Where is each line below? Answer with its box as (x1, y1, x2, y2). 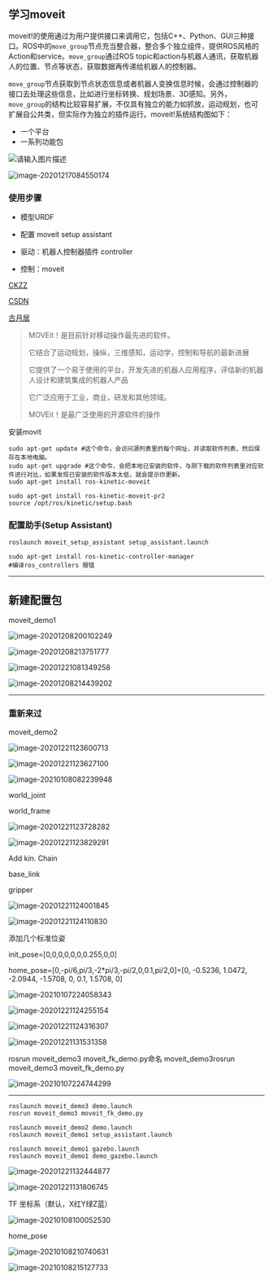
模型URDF (19, 213, 54, 222)
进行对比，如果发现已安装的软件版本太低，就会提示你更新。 (14, 471, 184, 479)
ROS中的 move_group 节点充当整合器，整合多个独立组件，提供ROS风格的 (22, 41, 259, 50)
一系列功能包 (19, 137, 63, 147)
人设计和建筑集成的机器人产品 (28, 375, 128, 385)
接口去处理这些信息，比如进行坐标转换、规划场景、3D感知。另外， (8, 89, 232, 99)
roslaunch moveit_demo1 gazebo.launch (8, 1145, 140, 1153)
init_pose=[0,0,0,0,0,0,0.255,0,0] (8, 949, 118, 959)
